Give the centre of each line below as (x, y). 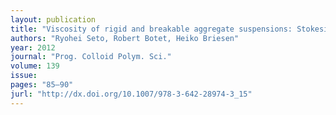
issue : (24, 76)
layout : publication (53, 19)
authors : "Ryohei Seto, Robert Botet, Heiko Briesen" (125, 38)
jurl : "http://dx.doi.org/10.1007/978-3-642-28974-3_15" (131, 94)
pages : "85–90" (42, 85)
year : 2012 (33, 47)
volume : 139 (35, 66)
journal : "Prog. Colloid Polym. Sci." (91, 57)
